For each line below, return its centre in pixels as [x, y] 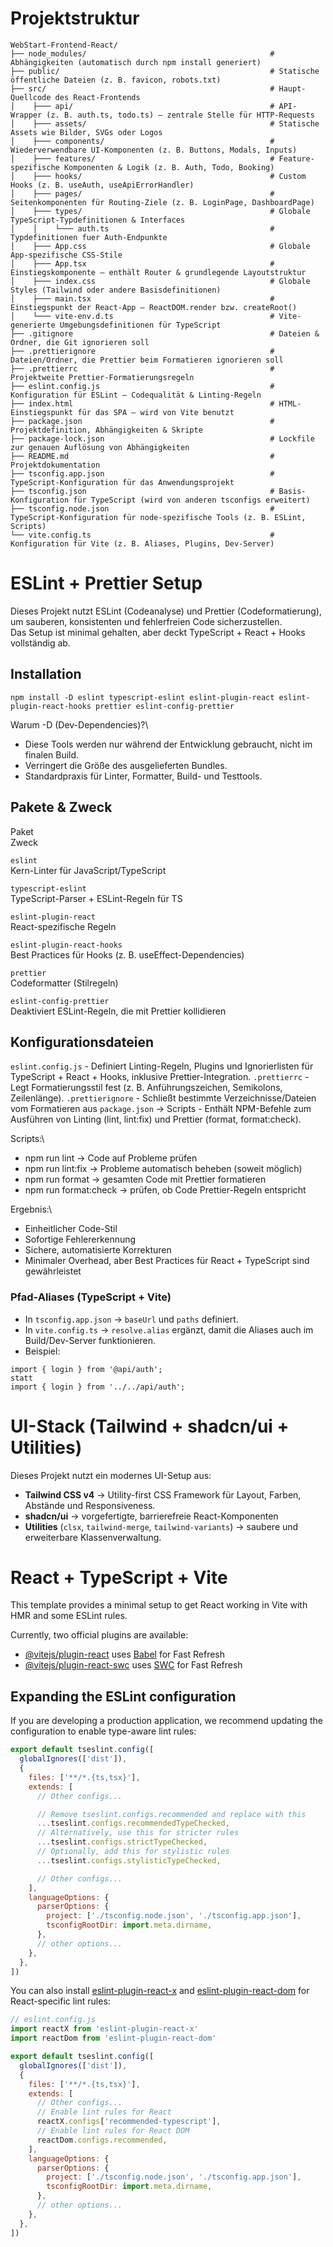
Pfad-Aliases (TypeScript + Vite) [91, 1297]
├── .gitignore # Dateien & [165, 333]
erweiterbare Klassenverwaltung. [93, 1537]
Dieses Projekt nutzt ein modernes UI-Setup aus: [111, 1475]
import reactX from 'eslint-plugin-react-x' [104, 2029]
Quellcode [31, 97]
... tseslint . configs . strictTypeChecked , [122, 1842]
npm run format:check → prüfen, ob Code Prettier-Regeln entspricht [165, 1190]
